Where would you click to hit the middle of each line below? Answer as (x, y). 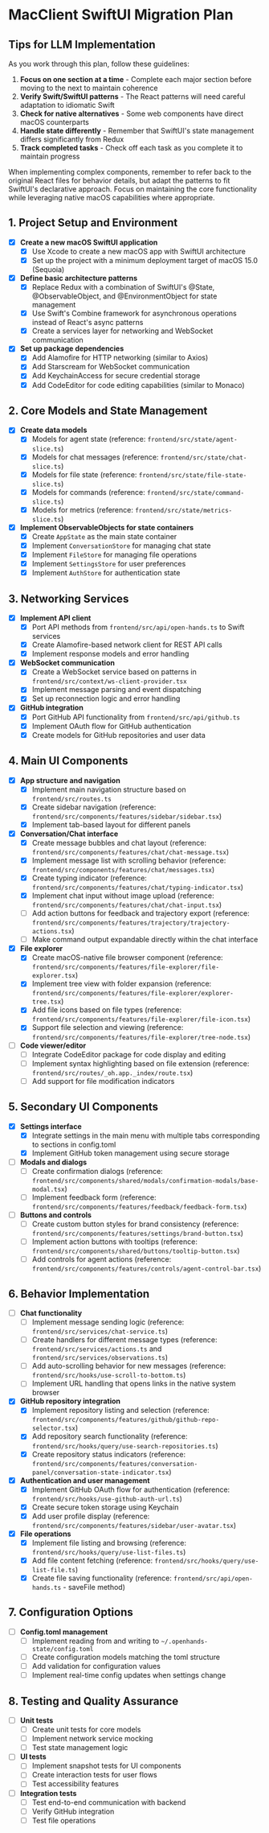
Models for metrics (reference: (83, 509)
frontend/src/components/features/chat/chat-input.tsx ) (127, 905)
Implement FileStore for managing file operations (114, 554)
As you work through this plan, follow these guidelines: (99, 64)
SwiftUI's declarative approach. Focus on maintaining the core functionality (132, 189)
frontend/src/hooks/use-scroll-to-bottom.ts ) (109, 1375)
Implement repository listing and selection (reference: (121, 1411)
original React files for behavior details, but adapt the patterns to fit (119, 180)
